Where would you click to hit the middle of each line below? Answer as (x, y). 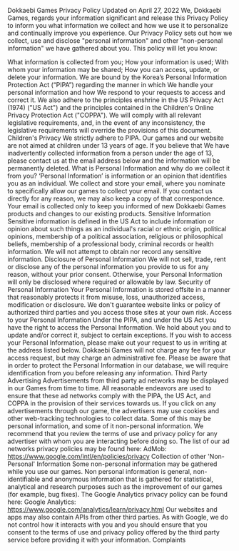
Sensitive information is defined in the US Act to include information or (111, 221)
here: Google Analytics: (42, 502)
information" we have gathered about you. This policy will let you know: (112, 48)
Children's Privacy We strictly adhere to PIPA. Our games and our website (116, 138)
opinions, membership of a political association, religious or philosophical (115, 236)
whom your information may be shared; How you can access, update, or (113, 70)
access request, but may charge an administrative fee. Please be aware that (119, 358)
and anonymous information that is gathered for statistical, (128, 479)
